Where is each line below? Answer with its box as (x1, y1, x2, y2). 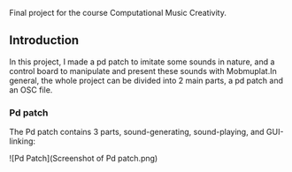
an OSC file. (9, 84, 53, 95)
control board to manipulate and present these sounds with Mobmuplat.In (9, 65, 277, 76)
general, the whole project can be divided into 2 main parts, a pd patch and (9, 75, 283, 86)
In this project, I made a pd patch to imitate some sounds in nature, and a (9, 56, 275, 67)
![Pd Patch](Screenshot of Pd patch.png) (9, 153, 158, 164)
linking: (9, 136, 36, 146)
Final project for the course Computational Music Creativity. (9, 8, 227, 18)
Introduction (9, 33, 80, 48)
